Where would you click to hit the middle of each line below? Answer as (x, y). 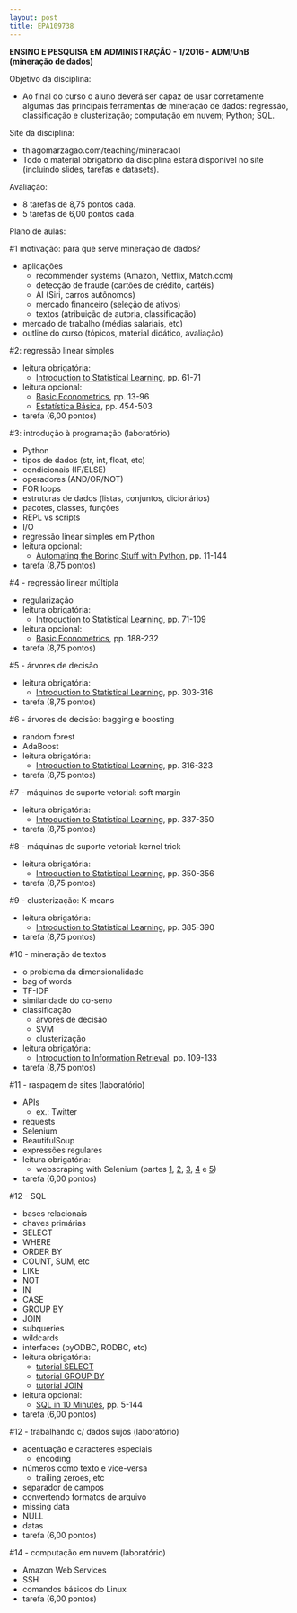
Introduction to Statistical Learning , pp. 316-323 (124, 765)
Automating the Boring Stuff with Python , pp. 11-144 (131, 555)
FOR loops (41, 488)
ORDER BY (42, 1251)
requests (39, 1121)
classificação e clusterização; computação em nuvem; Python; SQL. (148, 115)
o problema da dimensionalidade (83, 972)
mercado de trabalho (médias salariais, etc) (103, 323)
